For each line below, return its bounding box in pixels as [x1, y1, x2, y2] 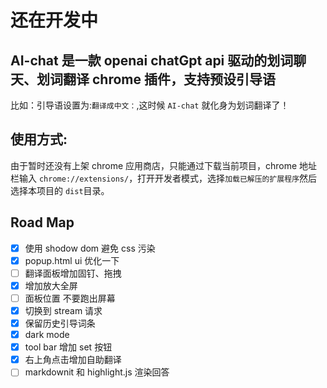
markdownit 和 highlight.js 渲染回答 [24, 366, 170, 378]
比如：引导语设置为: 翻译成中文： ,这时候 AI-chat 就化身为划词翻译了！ [10, 99, 290, 111]
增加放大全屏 [24, 279, 78, 291]
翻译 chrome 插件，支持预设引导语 [62, 71, 276, 88]
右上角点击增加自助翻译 [24, 354, 122, 366]
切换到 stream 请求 [24, 304, 103, 316]
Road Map [10, 214, 75, 231]
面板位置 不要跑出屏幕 [24, 292, 116, 304]
